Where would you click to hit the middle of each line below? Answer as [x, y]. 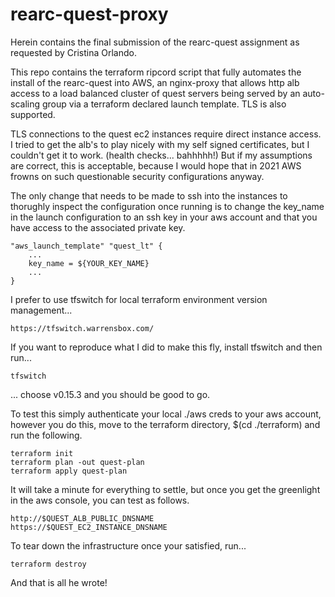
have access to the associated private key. [98, 227]
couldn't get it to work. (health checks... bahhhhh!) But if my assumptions [161, 155]
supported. [33, 114]
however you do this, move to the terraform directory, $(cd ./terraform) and [165, 424]
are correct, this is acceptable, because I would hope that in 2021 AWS [156, 165]
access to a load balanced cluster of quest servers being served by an [155, 93]
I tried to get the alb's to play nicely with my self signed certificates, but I [160, 144]
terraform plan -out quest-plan [77, 462]
